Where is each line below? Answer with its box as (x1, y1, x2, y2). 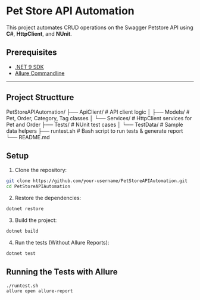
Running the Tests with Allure (6, 267, 118, 277)
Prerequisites (6, 48, 57, 58)
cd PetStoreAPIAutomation (6, 183, 70, 190)
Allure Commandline (14, 70, 65, 77)
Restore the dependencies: (14, 195, 82, 202)
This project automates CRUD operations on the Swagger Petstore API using (6, 24, 193, 31)
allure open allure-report (6, 288, 73, 294)
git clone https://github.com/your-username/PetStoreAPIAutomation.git (6, 178, 187, 184)
